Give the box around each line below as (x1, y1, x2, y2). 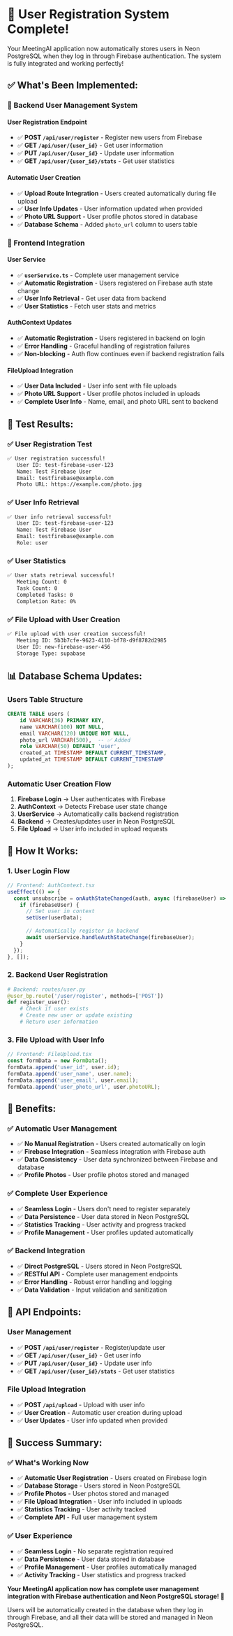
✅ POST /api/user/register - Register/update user (17, 1343, 166, 1351)
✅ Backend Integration (7, 1246, 86, 1255)
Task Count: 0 (16, 584, 58, 592)
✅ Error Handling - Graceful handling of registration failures (17, 341, 190, 350)
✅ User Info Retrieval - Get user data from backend (17, 294, 167, 302)
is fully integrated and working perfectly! (7, 59, 124, 67)
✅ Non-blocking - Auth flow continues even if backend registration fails (17, 349, 225, 358)
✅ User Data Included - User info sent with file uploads (17, 381, 177, 390)
